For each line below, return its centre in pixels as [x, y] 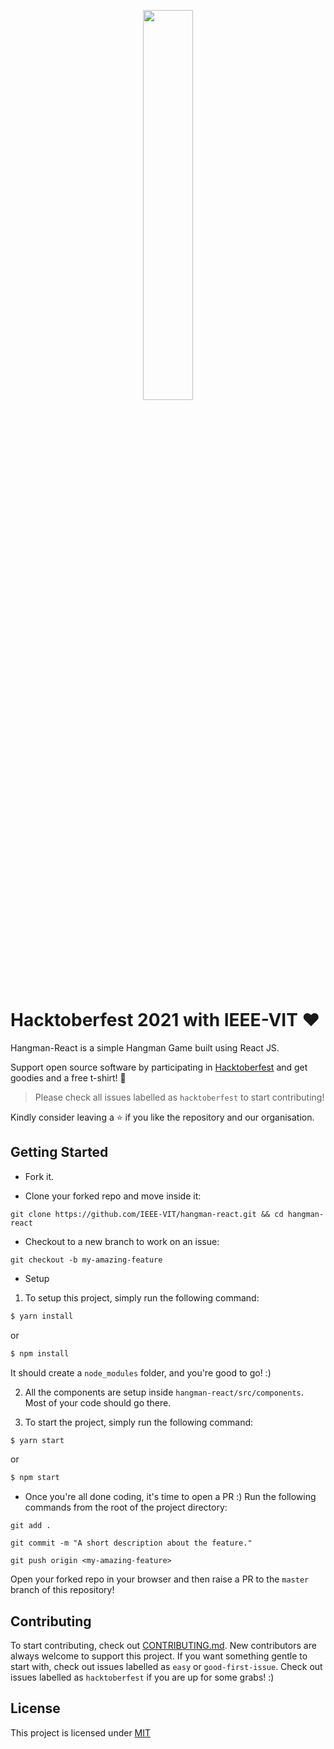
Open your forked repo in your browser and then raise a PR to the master [160, 1579]
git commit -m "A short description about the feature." [131, 1543]
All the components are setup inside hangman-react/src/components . [164, 1392]
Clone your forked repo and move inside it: [113, 1196]
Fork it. [39, 1176]
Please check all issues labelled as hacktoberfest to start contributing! [179, 1097]
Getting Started [59, 1152]
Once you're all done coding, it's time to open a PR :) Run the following [170, 1497]
